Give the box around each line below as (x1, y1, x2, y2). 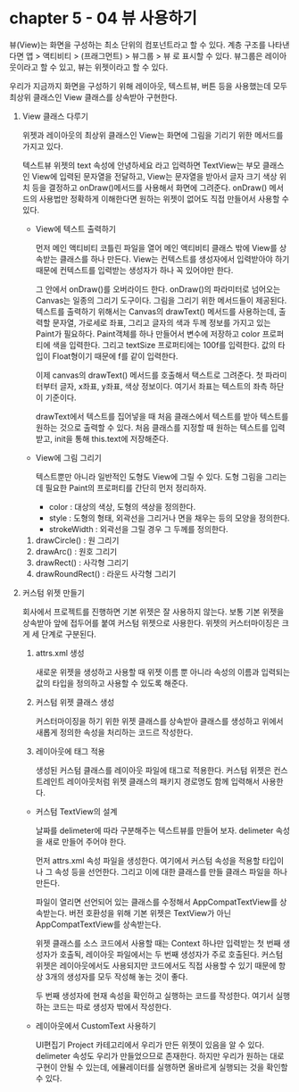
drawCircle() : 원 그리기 (35, 535, 120, 546)
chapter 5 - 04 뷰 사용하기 (9, 8, 198, 29)
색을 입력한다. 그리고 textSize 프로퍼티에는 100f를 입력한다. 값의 (52, 339, 277, 350)
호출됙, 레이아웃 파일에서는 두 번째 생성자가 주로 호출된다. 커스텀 (59, 948, 284, 960)
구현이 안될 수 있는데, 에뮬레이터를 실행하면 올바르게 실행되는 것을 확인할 (35, 1062, 288, 1072)
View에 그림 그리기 (35, 452, 103, 463)
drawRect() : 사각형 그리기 (35, 557, 129, 568)
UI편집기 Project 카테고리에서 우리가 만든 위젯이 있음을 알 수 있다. (35, 1039, 265, 1050)
